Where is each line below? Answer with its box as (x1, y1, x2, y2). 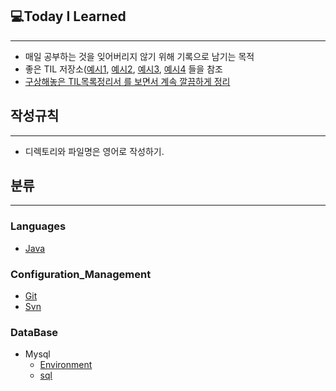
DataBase (10, 325, 59, 339)
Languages (10, 219, 67, 233)
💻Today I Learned (10, 8, 127, 25)
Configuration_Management (10, 267, 152, 281)
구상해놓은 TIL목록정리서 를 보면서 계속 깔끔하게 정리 (24, 75, 231, 87)
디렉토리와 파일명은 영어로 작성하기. (24, 145, 165, 157)
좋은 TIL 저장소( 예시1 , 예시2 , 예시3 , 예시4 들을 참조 (24, 63, 223, 75)
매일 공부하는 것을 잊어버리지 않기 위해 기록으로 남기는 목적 (24, 50, 255, 62)
